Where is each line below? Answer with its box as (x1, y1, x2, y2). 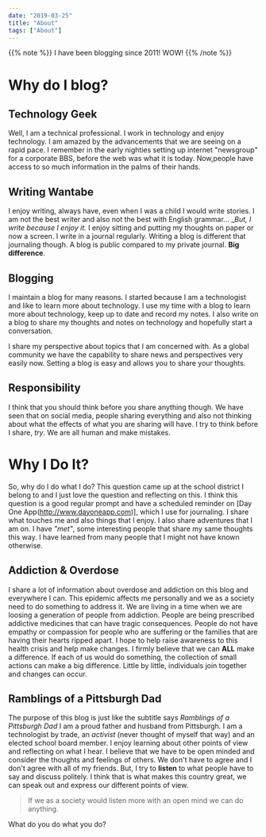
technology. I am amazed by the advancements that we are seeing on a (8, 136, 242, 147)
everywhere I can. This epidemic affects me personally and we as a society (8, 593, 255, 603)
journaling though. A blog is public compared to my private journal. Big (8, 240, 240, 250)
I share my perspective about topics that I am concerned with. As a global (8, 342, 249, 351)
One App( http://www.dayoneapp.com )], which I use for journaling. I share (8, 507, 249, 516)
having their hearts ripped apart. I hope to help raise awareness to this (8, 635, 238, 645)
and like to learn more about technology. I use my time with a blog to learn (8, 301, 251, 310)
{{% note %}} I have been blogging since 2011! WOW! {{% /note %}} (8, 48, 233, 58)
